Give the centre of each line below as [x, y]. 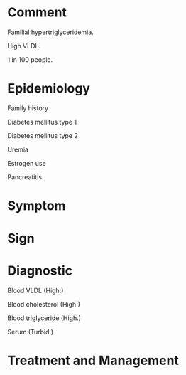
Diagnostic [40, 271]
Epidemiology [49, 89]
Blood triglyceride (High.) [44, 318]
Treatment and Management [93, 361]
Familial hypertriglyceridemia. [50, 32]
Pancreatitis [25, 177]
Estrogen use [27, 163]
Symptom [37, 206]
